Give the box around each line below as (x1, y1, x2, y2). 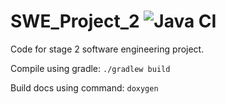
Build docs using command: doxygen (10, 81, 159, 94)
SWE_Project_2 (10, 10, 140, 33)
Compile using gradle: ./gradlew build (10, 62, 171, 74)
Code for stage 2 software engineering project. (10, 43, 205, 55)
